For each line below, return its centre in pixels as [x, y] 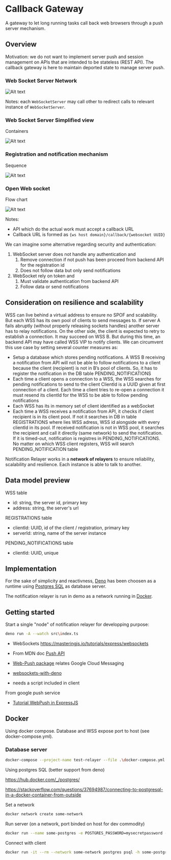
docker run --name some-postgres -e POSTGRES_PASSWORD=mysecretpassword [84, 833]
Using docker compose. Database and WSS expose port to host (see [77, 731]
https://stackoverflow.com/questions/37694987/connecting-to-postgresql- [84, 790]
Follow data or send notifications [54, 286]
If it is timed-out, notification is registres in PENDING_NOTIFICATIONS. [86, 438]
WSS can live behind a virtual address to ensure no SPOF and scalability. [81, 315]
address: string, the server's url [46, 508]
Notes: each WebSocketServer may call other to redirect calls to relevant [80, 102]
